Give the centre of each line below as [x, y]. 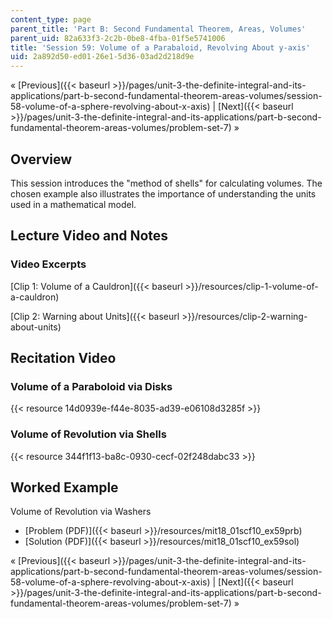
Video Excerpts [48, 264]
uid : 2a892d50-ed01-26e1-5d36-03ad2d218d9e [102, 57]
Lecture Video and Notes [89, 236]
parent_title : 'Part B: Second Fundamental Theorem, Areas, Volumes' [158, 29]
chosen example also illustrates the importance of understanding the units [163, 193]
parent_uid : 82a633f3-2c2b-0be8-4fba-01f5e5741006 [118, 38]
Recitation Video [63, 358]
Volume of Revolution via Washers [81, 512]
